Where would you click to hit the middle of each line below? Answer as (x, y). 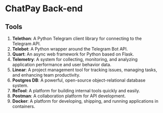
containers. (24, 106)
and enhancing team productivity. (46, 75)
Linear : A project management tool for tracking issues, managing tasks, (84, 70)
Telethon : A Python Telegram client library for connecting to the (77, 38)
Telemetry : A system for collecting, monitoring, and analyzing (75, 59)
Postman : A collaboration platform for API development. (69, 96)
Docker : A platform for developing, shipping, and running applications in (85, 101)
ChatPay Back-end (44, 9)
